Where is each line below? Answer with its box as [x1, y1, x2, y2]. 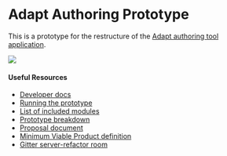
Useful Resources [8, 72, 68, 82]
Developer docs [19, 90, 71, 100]
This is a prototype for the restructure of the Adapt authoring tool [8, 31, 219, 41]
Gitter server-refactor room [19, 140, 108, 150]
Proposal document [19, 123, 84, 132]
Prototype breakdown [19, 115, 90, 125]
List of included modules [19, 107, 100, 116]
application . [8, 39, 46, 49]
